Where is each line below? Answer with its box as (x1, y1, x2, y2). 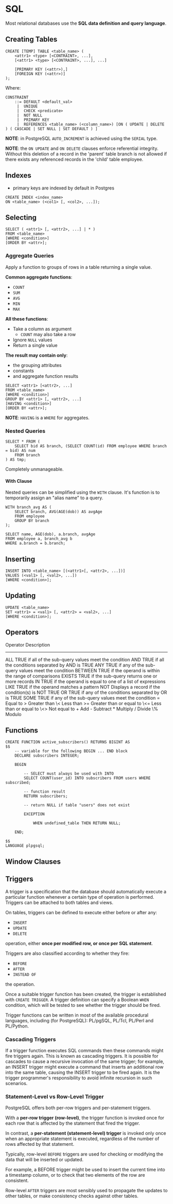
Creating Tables (5, 35, 58, 44)
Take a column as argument (12, 325, 72, 332)
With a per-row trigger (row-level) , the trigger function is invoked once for (5, 1115, 165, 1121)
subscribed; (5, 780, 31, 786)
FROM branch (14, 452, 40, 458)
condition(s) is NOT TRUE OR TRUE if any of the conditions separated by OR (5, 689, 167, 695)
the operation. (5, 981, 35, 987)
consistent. (5, 1177, 29, 1184)
